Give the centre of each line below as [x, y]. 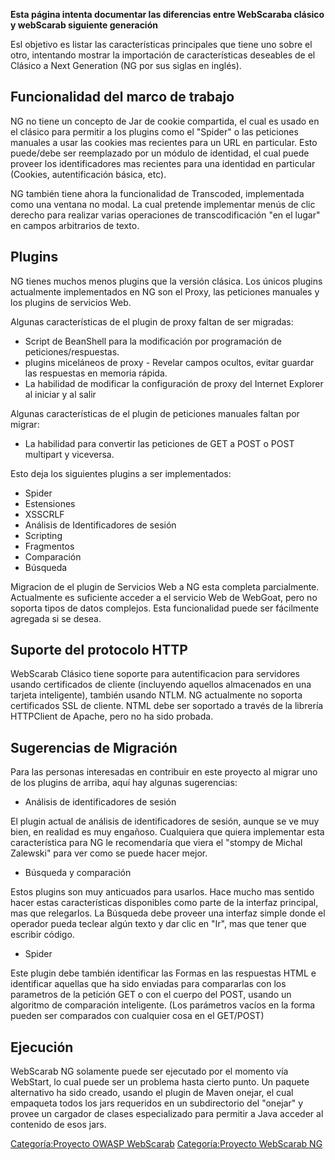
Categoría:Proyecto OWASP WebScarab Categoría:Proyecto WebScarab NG [166, 1144]
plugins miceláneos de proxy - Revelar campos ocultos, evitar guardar [169, 362]
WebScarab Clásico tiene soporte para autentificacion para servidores [155, 674]
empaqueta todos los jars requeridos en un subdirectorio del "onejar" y [157, 1103]
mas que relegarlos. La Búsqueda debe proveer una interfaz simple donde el [168, 913]
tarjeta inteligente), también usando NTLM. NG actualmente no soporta [156, 695]
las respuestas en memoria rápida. [96, 373]
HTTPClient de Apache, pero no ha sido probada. [112, 716]
